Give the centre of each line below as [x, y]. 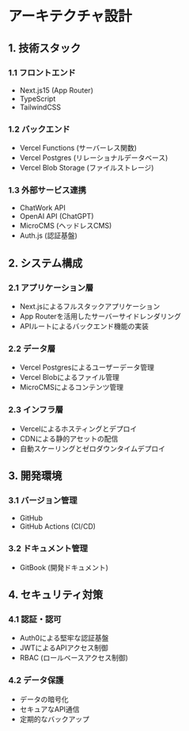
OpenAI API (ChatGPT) [57, 216]
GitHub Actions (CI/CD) [58, 526]
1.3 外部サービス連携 [47, 190]
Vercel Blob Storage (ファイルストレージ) [87, 168]
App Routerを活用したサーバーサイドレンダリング [100, 316]
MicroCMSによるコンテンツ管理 [72, 387]
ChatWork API [42, 208]
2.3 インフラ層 [36, 410]
